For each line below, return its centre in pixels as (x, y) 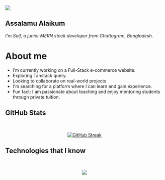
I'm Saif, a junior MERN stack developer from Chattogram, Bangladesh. (79, 35)
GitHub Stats (26, 113)
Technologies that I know (46, 150)
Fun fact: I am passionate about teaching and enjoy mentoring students (86, 92)
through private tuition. (36, 97)
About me (26, 56)
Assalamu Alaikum (35, 24)
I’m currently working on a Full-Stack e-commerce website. (74, 70)
